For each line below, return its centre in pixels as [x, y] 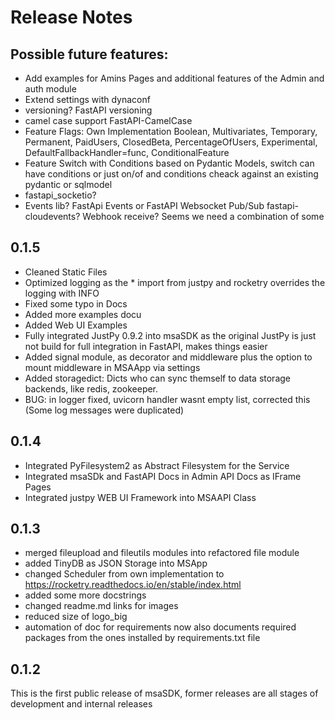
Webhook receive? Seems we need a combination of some [203, 216]
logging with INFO [62, 293]
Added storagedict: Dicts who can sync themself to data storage [158, 378]
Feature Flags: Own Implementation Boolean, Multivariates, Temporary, [171, 131]
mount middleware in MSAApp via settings [112, 367]
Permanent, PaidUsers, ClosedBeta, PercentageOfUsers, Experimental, [171, 142]
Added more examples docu [83, 314]
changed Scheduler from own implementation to [124, 574]
